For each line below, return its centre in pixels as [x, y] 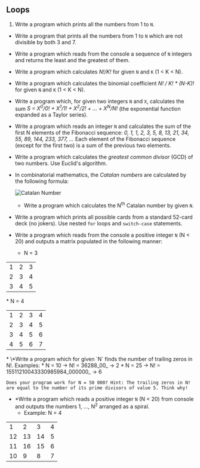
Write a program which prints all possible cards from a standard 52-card [104, 217]
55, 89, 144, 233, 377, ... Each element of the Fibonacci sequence [95, 139]
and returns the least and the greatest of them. [72, 60]
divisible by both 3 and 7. [45, 42]
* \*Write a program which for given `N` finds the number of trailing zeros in [99, 359]
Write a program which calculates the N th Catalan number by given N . [109, 205]
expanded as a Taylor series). [51, 115]
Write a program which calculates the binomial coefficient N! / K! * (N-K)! [104, 83]
